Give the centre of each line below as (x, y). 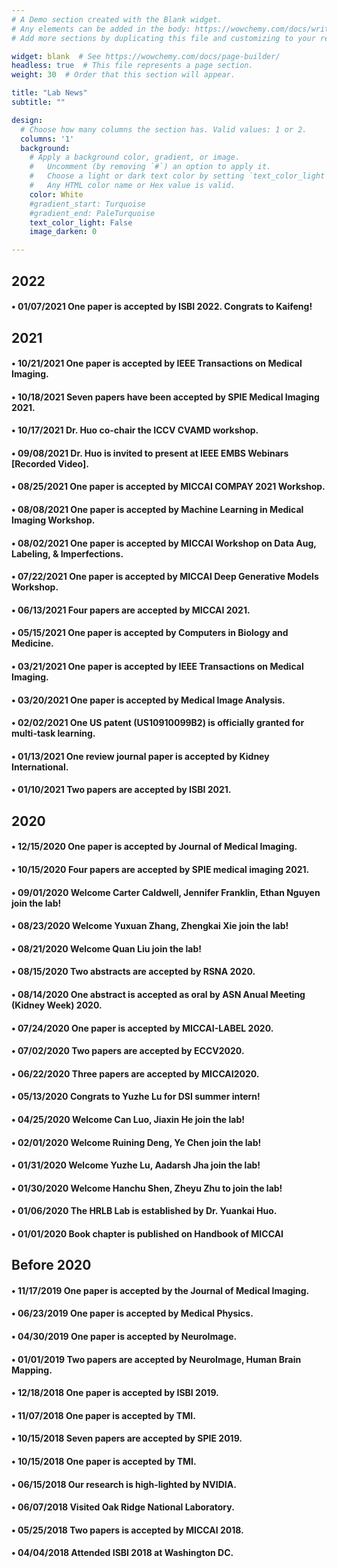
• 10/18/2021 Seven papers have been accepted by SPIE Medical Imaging (165, 397)
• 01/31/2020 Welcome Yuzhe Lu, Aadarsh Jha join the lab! (136, 1165)
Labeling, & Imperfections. (67, 553)
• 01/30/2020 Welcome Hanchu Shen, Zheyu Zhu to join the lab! (147, 1188)
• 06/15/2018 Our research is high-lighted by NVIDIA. (124, 1484)
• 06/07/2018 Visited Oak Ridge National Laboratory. (123, 1507)
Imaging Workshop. (53, 520)
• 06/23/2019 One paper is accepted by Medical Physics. (132, 1313)
